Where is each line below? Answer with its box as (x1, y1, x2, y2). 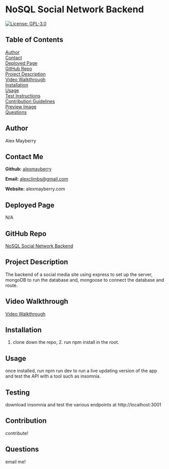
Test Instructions (5, 92, 41, 99)
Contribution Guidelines (5, 98, 55, 104)
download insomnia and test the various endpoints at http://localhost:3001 (5, 402, 162, 408)
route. (5, 282, 18, 288)
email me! (5, 458, 26, 465)
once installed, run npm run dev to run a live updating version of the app (5, 368, 157, 374)
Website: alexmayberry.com (5, 186, 65, 192)
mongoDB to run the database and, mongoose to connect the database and (5, 277, 164, 283)
